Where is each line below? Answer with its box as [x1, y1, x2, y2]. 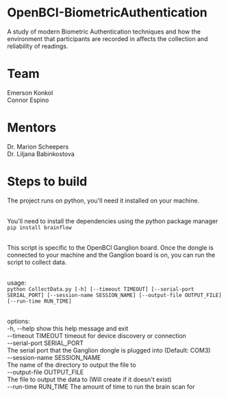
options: [7, 317, 31, 325]
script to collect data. [7, 258, 67, 266]
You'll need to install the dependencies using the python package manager [7, 217, 218, 225]
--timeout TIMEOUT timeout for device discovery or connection [7, 331, 187, 340]
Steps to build [7, 174, 88, 189]
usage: [7, 279, 27, 287]
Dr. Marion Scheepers [7, 142, 69, 151]
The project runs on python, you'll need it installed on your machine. [7, 196, 200, 205]
